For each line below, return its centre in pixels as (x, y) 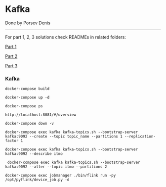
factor (12, 141)
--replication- (140, 137)
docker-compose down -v (30, 124)
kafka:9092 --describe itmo (34, 154)
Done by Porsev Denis (28, 23)
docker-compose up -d (27, 97)
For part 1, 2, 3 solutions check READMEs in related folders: (65, 37)
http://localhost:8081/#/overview (41, 115)
